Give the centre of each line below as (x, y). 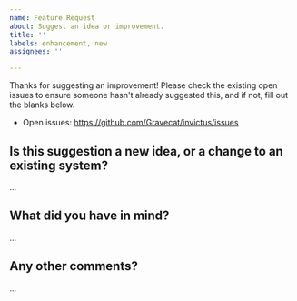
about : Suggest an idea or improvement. (87, 26)
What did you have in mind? (89, 216)
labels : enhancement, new (58, 43)
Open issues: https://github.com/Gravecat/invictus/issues (130, 123)
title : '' (28, 35)
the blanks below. (42, 105)
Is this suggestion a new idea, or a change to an (146, 151)
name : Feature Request (52, 18)
